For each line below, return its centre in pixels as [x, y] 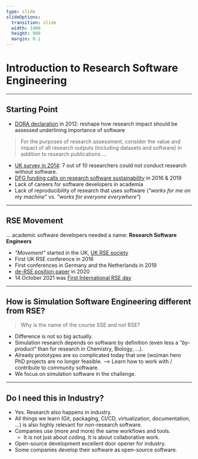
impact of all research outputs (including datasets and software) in [101, 147]
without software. [36, 171]
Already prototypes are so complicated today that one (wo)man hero [98, 355]
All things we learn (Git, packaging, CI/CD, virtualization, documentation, [102, 418]
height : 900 [26, 34]
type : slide [21, 11]
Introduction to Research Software [92, 68]
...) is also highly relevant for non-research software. [78, 425]
